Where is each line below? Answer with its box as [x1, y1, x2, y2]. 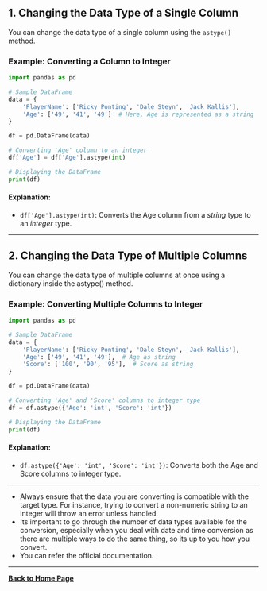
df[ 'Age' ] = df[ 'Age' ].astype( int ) [8, 154, 126, 162]
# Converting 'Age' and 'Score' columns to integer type [8, 396, 201, 404]
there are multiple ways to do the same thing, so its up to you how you [19, 534, 250, 543]
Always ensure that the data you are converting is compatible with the [19, 492, 249, 501]
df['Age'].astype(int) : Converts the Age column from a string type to [19, 210, 252, 219]
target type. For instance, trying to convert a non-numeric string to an [19, 500, 248, 509]
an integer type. [19, 218, 72, 228]
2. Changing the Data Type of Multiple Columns [8, 249, 248, 263]
